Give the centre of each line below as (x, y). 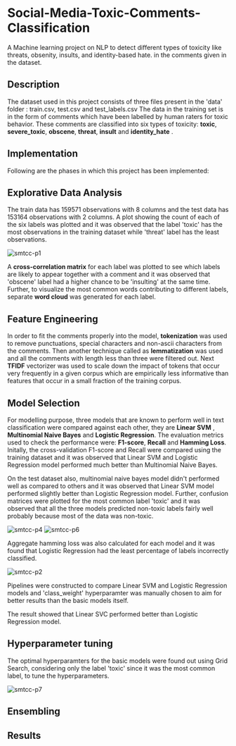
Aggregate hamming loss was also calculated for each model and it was (111, 543)
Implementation (43, 154)
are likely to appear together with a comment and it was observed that (109, 274)
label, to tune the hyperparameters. (58, 676)
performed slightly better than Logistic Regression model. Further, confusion (118, 493)
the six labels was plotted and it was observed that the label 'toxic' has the (115, 225)
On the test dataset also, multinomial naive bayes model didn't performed (113, 478)
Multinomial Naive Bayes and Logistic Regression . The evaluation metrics (116, 435)
